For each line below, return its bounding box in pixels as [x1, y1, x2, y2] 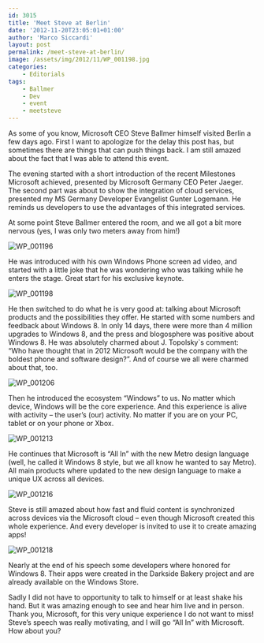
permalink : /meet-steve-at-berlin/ [8, 48, 125, 56]
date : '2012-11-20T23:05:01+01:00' [8, 26, 125, 34]
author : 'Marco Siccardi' [8, 33, 93, 42]
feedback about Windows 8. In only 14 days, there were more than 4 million [8, 321, 253, 330]
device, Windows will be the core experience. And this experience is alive [8, 402, 247, 411]
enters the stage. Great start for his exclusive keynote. [8, 274, 184, 282]
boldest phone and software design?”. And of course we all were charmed [8, 354, 249, 364]
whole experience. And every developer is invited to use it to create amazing [8, 522, 258, 531]
